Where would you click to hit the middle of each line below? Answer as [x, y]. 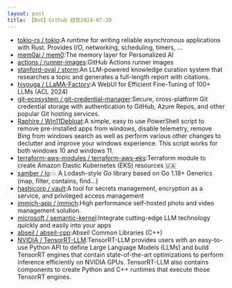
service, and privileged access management [80, 196]
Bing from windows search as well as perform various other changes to [119, 135]
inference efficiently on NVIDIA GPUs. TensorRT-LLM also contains [113, 262]
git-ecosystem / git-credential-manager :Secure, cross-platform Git [112, 99]
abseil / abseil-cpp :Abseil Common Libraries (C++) [90, 232]
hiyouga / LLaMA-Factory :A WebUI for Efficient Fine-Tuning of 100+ [114, 84]
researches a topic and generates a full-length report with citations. [114, 76]
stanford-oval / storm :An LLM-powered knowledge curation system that [120, 69]
